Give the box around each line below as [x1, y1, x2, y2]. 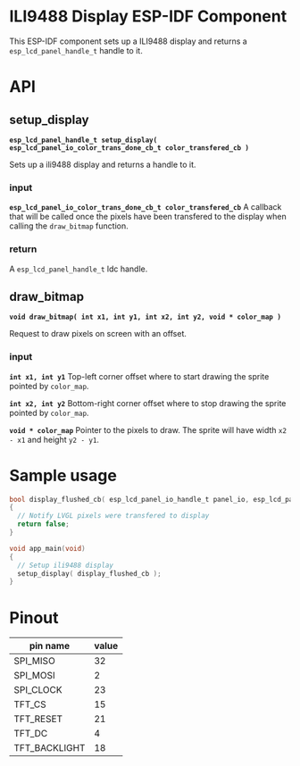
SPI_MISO [13, 654, 55, 667]
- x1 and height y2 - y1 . [9, 434, 100, 445]
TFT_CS [13, 698, 46, 711]
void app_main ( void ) [9, 544, 87, 553]
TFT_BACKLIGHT [13, 742, 86, 754]
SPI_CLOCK [13, 684, 62, 696]
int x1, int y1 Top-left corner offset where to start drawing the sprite [9, 371, 270, 381]
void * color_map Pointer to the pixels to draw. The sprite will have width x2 [9, 424, 287, 435]
